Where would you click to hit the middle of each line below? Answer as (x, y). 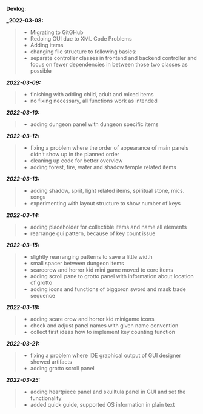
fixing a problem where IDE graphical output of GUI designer (106, 355)
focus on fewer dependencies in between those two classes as (109, 64)
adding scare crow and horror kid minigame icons (92, 319)
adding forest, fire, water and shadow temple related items (103, 167)
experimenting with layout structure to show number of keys (105, 203)
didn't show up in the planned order (75, 154)
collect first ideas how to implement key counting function (103, 332)
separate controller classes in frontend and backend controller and (113, 58)
